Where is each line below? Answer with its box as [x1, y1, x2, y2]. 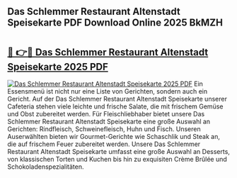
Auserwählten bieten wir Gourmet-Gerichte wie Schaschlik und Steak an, [7, 133, 221, 140]
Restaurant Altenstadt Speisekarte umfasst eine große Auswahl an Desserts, [7, 148, 230, 155]
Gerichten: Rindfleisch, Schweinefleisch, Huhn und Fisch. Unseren [7, 125, 201, 133]
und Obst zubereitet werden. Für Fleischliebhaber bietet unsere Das [7, 110, 205, 118]
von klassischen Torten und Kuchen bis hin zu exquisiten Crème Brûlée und [7, 155, 228, 163]
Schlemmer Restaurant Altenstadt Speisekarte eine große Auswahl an [7, 117, 211, 126]
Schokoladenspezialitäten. [7, 162, 84, 171]
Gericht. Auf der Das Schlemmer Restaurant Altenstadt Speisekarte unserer [7, 95, 228, 103]
